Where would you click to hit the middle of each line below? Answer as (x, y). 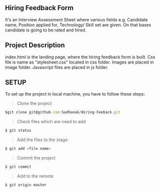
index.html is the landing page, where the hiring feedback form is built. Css (80, 57)
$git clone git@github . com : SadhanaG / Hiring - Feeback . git (63, 112)
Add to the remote (35, 176)
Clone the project (34, 103)
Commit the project (36, 158)
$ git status (18, 130)
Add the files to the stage (42, 140)
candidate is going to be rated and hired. (46, 30)
